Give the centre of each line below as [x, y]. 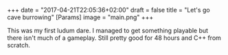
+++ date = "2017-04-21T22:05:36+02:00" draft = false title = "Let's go [109, 10]
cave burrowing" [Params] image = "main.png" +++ [80, 17]
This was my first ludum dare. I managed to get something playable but [107, 31]
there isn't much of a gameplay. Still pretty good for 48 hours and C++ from [114, 38]
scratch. [19, 45]
